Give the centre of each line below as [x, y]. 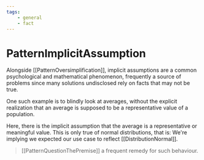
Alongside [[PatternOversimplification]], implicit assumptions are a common [102, 70]
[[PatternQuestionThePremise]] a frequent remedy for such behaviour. [110, 151]
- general [30, 18]
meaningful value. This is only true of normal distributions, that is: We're [97, 133]
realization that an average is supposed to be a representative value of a [97, 108]
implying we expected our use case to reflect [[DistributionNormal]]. [92, 139]
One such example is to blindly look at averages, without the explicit [92, 102]
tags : [13, 12]
